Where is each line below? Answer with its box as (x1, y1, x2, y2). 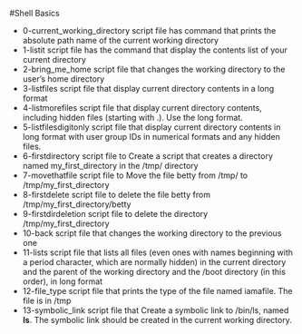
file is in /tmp (22, 295, 72, 306)
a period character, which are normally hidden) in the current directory (22, 257, 287, 267)
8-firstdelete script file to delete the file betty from (22, 190, 211, 200)
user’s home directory (22, 74, 105, 84)
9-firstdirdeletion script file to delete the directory (22, 209, 209, 219)
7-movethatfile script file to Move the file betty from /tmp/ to (22, 170, 248, 181)
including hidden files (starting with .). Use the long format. (22, 113, 243, 123)
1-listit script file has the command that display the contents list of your (22, 44, 287, 55)
